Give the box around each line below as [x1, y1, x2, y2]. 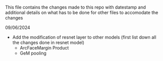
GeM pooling [19, 50, 46, 56]
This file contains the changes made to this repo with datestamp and [5, 4, 146, 10]
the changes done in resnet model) [12, 39, 85, 45]
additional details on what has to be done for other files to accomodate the [5, 9, 159, 15]
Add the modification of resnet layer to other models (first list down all [12, 34, 157, 40]
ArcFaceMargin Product [19, 45, 69, 50]
